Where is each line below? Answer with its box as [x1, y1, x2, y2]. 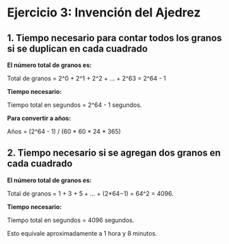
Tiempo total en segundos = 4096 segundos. [7, 216, 135, 224]
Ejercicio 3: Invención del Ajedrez [7, 5, 201, 21]
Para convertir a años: [7, 114, 72, 122]
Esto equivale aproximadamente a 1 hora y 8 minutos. [7, 229, 157, 237]
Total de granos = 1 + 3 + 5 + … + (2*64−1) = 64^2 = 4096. [7, 189, 174, 197]
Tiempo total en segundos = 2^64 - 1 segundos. [7, 101, 142, 109]
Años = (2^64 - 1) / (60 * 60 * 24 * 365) [7, 127, 121, 135]
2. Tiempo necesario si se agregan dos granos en [7, 147, 221, 159]
